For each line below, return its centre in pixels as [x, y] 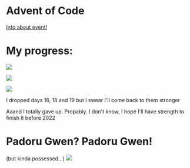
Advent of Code [45, 11]
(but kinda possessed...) [35, 158]
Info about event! [27, 27]
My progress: [40, 51]
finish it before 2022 [31, 117]
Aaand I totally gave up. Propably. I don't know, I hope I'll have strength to [95, 111]
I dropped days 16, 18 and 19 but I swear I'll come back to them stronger [93, 100]
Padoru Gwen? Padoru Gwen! [79, 142]
